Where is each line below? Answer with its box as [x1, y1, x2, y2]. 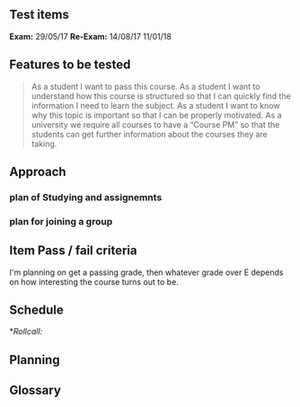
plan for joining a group [9, 215, 113, 227]
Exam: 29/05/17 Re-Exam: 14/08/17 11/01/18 [9, 31, 172, 41]
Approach [9, 164, 66, 180]
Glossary [9, 383, 61, 398]
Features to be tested [9, 58, 131, 73]
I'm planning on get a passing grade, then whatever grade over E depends [9, 267, 284, 278]
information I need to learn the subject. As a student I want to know [31, 100, 280, 111]
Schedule [9, 303, 65, 318]
